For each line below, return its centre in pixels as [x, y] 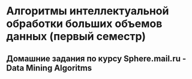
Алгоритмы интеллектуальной [88, 11]
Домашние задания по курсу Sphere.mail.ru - [96, 58]
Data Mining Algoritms [49, 68]
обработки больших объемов [84, 24]
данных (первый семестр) [76, 37]
